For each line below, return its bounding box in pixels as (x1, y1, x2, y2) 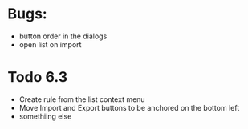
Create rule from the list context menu (18, 94, 145, 104)
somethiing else (18, 111, 72, 121)
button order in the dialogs (18, 31, 108, 41)
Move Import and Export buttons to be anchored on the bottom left (18, 103, 240, 112)
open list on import (18, 39, 82, 49)
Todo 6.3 (7, 68, 68, 87)
